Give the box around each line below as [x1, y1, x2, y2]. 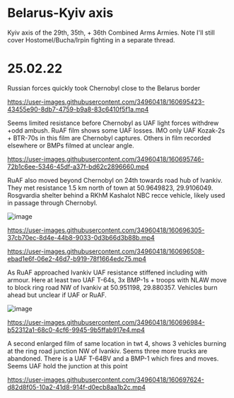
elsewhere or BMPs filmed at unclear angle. [7, 141, 134, 150]
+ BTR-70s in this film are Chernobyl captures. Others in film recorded [7, 133, 211, 142]
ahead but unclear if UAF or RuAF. [7, 291, 107, 299]
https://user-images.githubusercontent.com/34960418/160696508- [7, 247, 205, 255]
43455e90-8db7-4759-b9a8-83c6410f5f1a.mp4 [7, 104, 149, 114]
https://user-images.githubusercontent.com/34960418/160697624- [7, 375, 205, 384]
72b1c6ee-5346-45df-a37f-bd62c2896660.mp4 [7, 162, 150, 171]
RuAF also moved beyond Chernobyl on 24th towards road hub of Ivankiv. [7, 176, 223, 184]
